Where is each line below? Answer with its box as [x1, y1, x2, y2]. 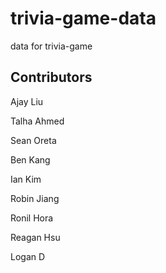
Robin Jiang [10, 192, 60, 204]
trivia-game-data [10, 7, 157, 30]
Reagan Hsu [10, 231, 61, 243]
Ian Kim [10, 173, 42, 185]
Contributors [10, 69, 93, 86]
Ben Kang [10, 153, 51, 166]
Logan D [10, 250, 46, 262]
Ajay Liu [10, 95, 44, 107]
